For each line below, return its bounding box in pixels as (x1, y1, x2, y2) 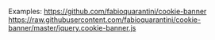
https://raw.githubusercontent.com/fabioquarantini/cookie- (8, 15, 201, 24)
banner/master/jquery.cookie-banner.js (8, 24, 136, 32)
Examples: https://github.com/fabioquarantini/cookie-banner (8, 7, 207, 16)
